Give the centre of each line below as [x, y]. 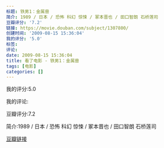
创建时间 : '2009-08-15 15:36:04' [45, 33]
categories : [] [25, 72]
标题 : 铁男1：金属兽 [28, 11]
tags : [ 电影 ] [21, 66]
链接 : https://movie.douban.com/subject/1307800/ [67, 28]
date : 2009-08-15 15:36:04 [39, 55]
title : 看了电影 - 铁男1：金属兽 [43, 60]
